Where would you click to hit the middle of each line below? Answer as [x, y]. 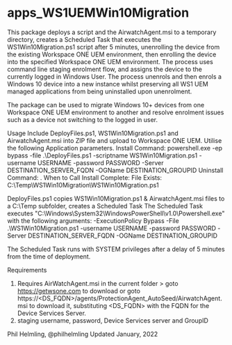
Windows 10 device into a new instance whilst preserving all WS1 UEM [108, 84]
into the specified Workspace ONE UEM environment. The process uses [110, 61]
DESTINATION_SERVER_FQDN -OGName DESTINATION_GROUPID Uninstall [115, 170]
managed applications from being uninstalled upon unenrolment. [100, 91]
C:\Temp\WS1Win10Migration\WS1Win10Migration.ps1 [83, 185]
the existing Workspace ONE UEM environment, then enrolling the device [112, 54]
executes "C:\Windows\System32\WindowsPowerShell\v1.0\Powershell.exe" [116, 213]
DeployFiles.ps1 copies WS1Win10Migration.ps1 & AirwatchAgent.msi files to [116, 198]
